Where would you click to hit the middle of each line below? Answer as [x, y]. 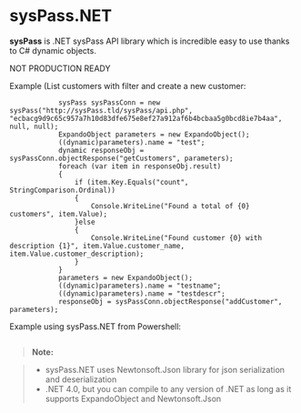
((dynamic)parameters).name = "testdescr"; [141, 293]
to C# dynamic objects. [53, 50]
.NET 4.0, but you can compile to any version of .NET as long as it [168, 388]
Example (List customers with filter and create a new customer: [128, 86]
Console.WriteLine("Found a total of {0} [170, 206]
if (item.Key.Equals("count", [131, 182]
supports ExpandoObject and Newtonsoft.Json [133, 398]
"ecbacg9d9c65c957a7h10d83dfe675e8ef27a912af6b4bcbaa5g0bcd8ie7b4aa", [146, 118]
